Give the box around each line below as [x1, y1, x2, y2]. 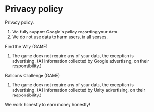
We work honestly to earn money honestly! [5, 101, 90, 107]
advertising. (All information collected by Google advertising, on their [12, 58, 150, 64]
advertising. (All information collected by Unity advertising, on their [12, 87, 146, 93]
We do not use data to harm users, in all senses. [12, 34, 108, 40]
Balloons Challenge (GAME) [5, 72, 60, 78]
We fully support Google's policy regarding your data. [12, 29, 119, 34]
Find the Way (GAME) [5, 43, 48, 49]
